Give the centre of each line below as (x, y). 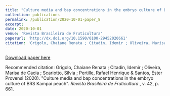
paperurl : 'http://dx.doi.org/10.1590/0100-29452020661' (67, 39)
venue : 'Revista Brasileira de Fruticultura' (54, 34)
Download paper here (28, 57)
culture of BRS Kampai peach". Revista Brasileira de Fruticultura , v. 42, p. (82, 83)
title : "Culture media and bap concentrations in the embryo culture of (83, 10)
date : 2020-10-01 (24, 29)
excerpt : (14, 24)
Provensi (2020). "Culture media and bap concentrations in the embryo (79, 78)
